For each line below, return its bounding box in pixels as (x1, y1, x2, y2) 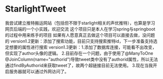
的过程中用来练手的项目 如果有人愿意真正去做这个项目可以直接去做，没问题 (5, 32, 155, 38)
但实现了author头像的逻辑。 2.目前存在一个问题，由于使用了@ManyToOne (5, 50, 154, 56)
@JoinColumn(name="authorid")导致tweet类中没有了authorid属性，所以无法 (5, 56, 158, 62)
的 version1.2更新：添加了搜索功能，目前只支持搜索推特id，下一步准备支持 (5, 38, 154, 44)
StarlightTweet (5, 3, 66, 15)
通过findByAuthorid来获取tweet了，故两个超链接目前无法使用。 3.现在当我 (5, 62, 153, 68)
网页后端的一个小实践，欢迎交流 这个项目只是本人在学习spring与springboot (5, 26, 156, 32)
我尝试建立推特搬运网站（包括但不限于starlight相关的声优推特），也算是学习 (5, 20, 155, 26)
